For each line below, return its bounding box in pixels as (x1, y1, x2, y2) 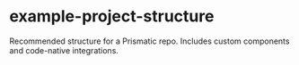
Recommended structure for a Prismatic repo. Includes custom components (9, 36, 290, 46)
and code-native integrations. (9, 45, 119, 55)
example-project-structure (9, 6, 215, 27)
